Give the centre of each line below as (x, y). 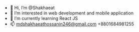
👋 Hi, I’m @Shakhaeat (32, 8)
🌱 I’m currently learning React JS (44, 18)
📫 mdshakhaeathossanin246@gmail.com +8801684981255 (72, 24)
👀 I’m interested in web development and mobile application (72, 13)
